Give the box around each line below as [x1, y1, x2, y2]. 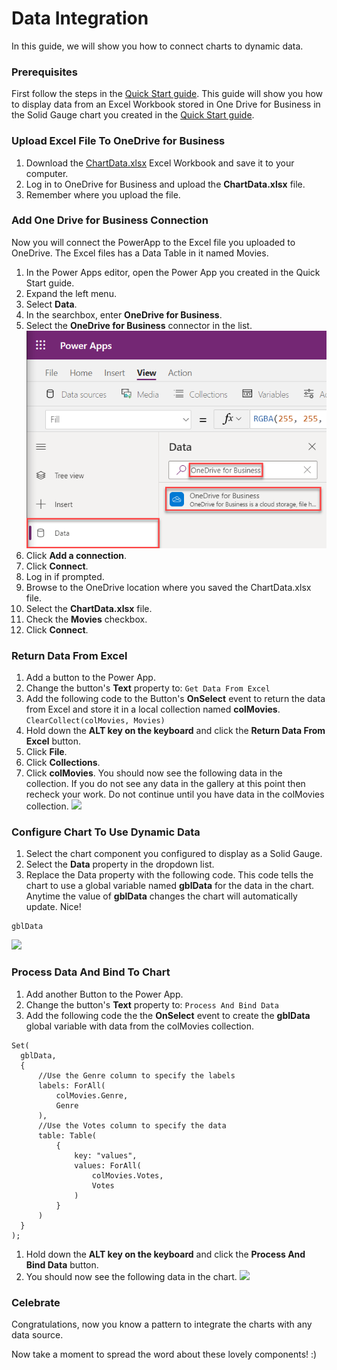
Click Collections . [25, 757, 101, 769]
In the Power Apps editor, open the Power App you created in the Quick [25, 266, 321, 278]
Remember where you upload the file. [25, 188, 181, 201]
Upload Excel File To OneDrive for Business [11, 134, 226, 148]
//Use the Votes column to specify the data [37, 1120, 227, 1131]
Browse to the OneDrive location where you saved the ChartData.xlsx [25, 581, 312, 593]
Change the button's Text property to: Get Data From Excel [25, 682, 271, 694]
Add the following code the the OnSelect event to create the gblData [25, 1009, 311, 1021]
